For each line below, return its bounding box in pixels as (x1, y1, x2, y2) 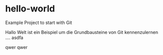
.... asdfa (5, 34, 24, 40)
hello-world (5, 3, 56, 14)
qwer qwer (5, 44, 28, 50)
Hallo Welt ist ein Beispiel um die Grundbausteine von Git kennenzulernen (5, 29, 158, 35)
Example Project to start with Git (5, 19, 72, 25)
